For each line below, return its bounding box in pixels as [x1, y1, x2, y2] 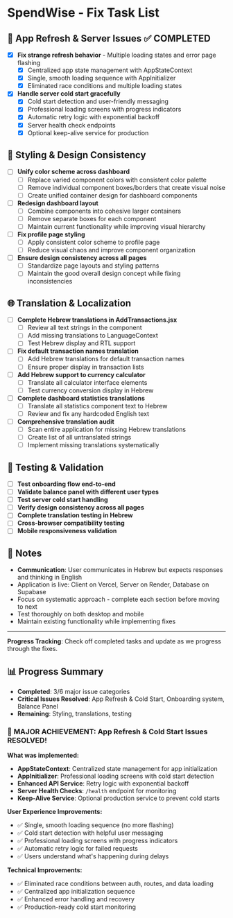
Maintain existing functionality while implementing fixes [17, 617, 176, 625]
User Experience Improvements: [7, 808, 103, 816]
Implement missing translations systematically [27, 441, 159, 449]
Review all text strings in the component [27, 324, 142, 332]
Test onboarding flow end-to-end [17, 480, 116, 488]
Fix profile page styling [17, 230, 85, 239]
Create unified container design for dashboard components [27, 191, 198, 199]
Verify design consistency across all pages [17, 503, 144, 512]
